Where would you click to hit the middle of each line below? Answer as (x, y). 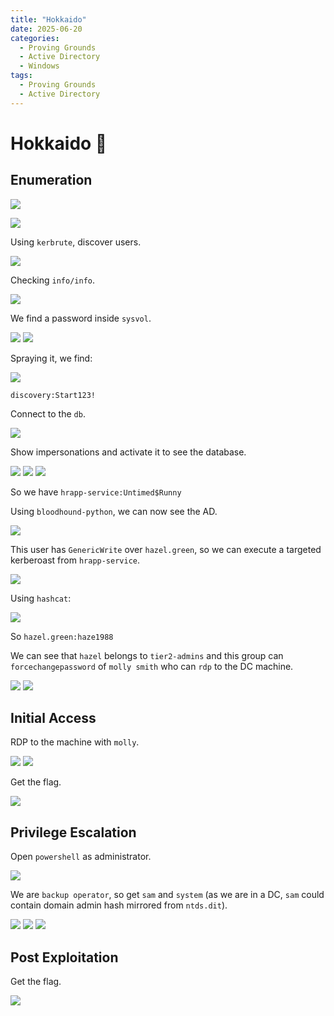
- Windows (39, 66)
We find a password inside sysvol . (81, 318)
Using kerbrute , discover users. (76, 242)
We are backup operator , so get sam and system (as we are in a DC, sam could (167, 895)
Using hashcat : (41, 598)
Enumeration (51, 180)
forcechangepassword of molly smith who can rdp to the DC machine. (152, 666)
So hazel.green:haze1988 (62, 636)
